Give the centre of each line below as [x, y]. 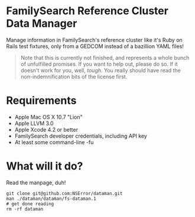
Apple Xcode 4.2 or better [46, 129]
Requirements [41, 100]
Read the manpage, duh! [36, 183]
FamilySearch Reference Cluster [87, 11]
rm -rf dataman [25, 209]
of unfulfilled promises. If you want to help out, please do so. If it [99, 64]
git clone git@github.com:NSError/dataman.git [64, 193]
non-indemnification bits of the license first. [74, 76]
